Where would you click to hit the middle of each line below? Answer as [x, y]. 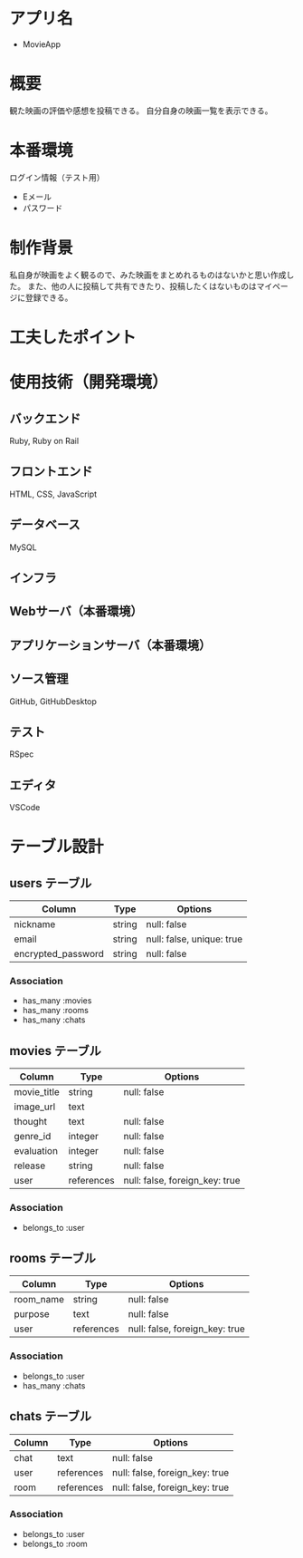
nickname [35, 924]
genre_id [33, 1137]
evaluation [36, 1151]
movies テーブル [55, 1051]
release [30, 1166]
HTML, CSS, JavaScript [53, 494]
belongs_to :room [55, 1543]
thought [31, 1122]
